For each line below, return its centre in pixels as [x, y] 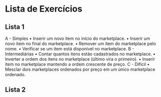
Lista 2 [15, 90]
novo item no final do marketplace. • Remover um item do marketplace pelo [80, 44]
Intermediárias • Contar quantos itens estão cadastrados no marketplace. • [80, 54]
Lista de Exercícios [44, 9]
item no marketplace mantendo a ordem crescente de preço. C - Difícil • [77, 64]
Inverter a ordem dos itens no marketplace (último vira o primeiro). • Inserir [80, 59]
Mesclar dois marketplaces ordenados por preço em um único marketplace [80, 69]
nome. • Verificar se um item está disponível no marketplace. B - [70, 49]
